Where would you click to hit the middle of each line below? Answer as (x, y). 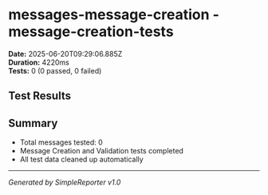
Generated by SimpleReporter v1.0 (65, 182)
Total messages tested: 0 (61, 142)
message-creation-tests (91, 32)
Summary (33, 123)
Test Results (40, 96)
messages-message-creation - (114, 15)
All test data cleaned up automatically (81, 159)
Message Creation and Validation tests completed (101, 151)
